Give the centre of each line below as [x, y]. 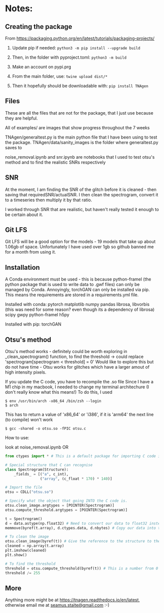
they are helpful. [21, 118]
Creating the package [39, 27]
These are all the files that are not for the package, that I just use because [79, 113]
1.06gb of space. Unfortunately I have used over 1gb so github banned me [79, 247]
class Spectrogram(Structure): [37, 470]
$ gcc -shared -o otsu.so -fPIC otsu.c [46, 429]
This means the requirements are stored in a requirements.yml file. [72, 295]
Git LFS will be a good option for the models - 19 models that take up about [80, 242]
